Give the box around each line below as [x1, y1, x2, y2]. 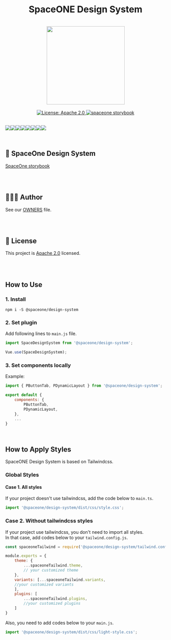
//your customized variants [14, 582, 74, 587]
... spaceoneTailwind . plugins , [23, 596, 88, 601]
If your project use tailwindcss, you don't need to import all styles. [5, 529, 144, 535]
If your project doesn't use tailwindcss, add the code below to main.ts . [5, 495, 154, 502]
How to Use [5, 280, 43, 289]
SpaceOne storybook [5, 162, 50, 169]
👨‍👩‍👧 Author [5, 193, 43, 202]
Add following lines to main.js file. [5, 330, 77, 337]
